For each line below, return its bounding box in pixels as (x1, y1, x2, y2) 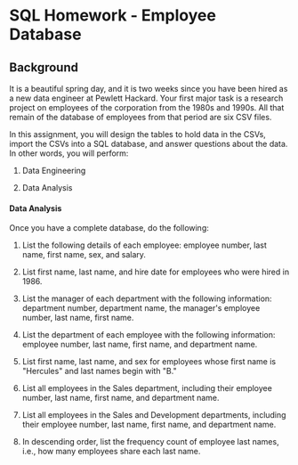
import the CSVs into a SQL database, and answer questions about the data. (9, 139, 288, 149)
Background (9, 60, 78, 75)
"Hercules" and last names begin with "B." (21, 366, 177, 377)
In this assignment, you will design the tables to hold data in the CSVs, (9, 129, 267, 139)
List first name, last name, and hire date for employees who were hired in (21, 266, 290, 277)
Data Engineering (21, 166, 86, 175)
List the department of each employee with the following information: (21, 330, 276, 340)
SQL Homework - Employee (9, 5, 216, 26)
